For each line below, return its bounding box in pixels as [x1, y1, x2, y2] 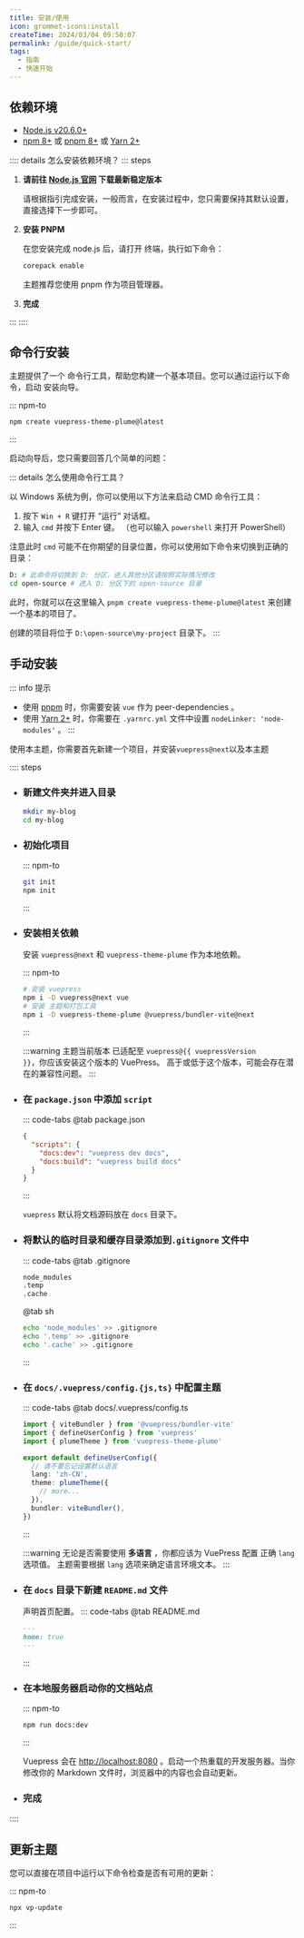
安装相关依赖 [22, 927, 79, 939]
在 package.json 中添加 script [22, 1093, 152, 1106]
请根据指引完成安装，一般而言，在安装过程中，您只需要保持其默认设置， [22, 192, 293, 204]
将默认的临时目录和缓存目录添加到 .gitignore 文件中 [22, 1234, 250, 1246]
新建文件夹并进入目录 [22, 786, 116, 799]
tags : [9, 47, 30, 56]
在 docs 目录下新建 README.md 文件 [22, 1583, 169, 1596]
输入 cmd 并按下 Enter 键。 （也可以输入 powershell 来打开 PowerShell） [22, 522, 290, 533]
